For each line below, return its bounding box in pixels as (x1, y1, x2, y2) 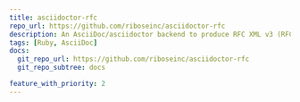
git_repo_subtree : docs (17, 64, 105, 72)
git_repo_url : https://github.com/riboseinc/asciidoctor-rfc (17, 55, 250, 64)
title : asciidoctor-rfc (9, 13, 98, 22)
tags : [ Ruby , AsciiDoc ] (9, 38, 98, 47)
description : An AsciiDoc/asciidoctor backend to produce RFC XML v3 (9, 30, 274, 38)
